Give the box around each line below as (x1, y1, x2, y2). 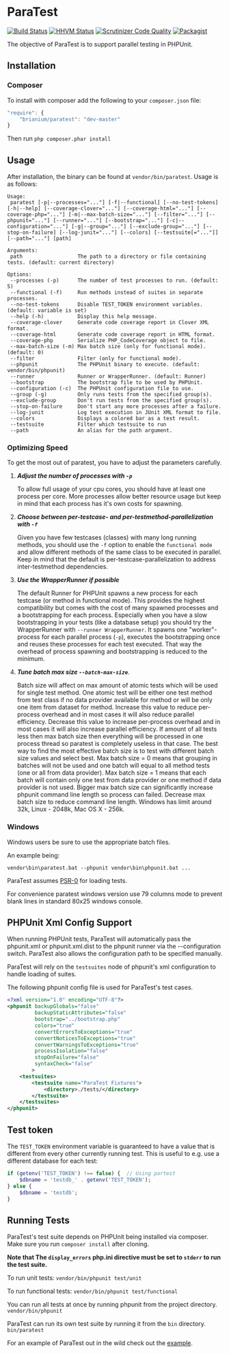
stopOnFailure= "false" (34, 1054, 99, 1061)
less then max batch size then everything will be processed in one (16, 732, 204, 740)
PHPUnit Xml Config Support (7, 917, 132, 929)
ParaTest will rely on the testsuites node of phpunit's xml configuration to (7, 963, 217, 971)
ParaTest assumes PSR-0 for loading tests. (7, 876, 128, 884)
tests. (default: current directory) (7, 259, 115, 266)
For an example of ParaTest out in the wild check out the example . (7, 1339, 193, 1347)
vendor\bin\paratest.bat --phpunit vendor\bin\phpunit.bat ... (7, 865, 191, 871)
